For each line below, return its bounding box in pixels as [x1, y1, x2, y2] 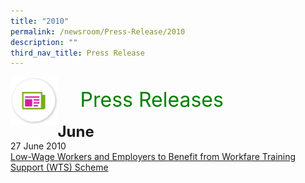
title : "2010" [10, 16, 70, 26]
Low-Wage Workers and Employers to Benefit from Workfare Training [10, 151, 297, 163]
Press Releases [79, 87, 224, 113]
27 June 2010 [10, 140, 67, 152]
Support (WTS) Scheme [10, 161, 109, 174]
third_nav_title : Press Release [10, 48, 145, 58]
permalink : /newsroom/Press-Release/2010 [10, 26, 186, 37]
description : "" [10, 37, 78, 47]
